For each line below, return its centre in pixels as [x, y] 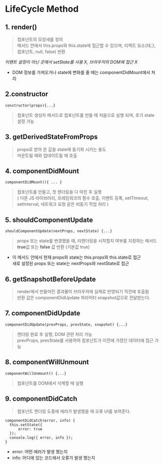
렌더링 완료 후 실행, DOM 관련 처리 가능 [55, 334]
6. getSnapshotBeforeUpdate [51, 279]
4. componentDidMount [42, 171]
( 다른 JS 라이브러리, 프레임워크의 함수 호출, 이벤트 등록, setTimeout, [83, 198]
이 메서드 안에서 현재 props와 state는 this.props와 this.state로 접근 [76, 257]
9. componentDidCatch [41, 399]
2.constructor [27, 94]
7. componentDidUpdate [43, 313]
